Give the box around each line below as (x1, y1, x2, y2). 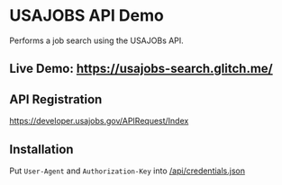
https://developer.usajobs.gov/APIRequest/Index (9, 116, 189, 127)
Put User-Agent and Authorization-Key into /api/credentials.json (9, 165, 246, 176)
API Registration (9, 92, 103, 107)
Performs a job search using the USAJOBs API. (9, 35, 185, 46)
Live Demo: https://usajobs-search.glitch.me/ (9, 61, 273, 76)
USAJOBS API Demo (9, 5, 164, 26)
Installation (9, 141, 74, 157)
